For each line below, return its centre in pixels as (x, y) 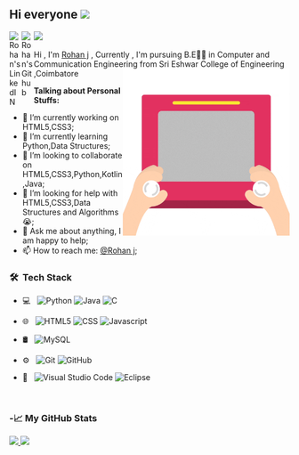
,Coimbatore (57, 73)
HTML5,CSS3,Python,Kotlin (72, 174)
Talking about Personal (77, 90)
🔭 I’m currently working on (70, 117)
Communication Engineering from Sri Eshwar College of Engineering (159, 64)
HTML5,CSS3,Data (57, 202)
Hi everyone (44, 15)
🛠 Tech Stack (41, 277)
